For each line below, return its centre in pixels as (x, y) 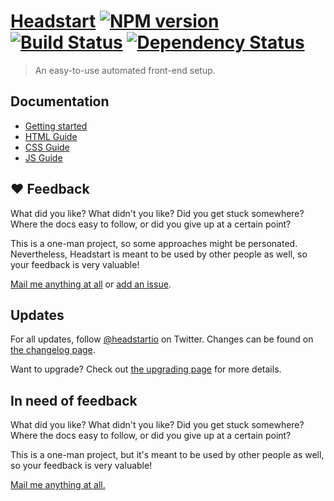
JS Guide (43, 157)
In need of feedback (74, 400)
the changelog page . (53, 350)
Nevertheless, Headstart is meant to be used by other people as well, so (159, 254)
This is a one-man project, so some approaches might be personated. (154, 243)
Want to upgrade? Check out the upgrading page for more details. (146, 369)
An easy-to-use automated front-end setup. (125, 70)
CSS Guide (47, 147)
